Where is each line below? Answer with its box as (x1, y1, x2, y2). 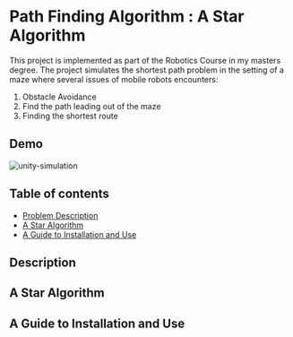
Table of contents (9, 186, 109, 202)
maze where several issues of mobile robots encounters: (9, 73, 219, 84)
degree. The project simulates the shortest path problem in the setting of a (9, 65, 285, 75)
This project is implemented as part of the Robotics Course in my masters (9, 55, 281, 65)
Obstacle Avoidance (22, 91, 97, 102)
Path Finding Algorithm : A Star (9, 6, 245, 27)
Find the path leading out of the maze (22, 100, 161, 111)
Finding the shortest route (22, 110, 118, 121)
